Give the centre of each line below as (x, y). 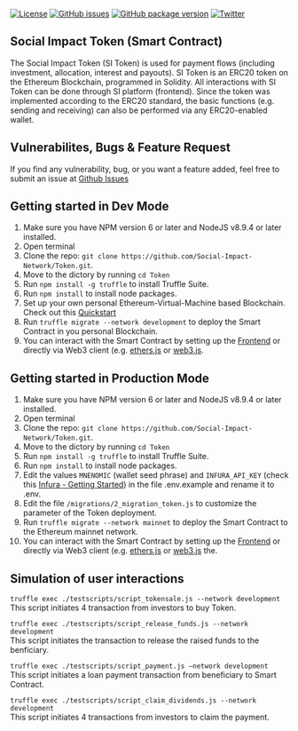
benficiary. (30, 650)
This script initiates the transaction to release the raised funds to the (135, 640)
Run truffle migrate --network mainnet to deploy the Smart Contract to (155, 522)
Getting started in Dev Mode (90, 207)
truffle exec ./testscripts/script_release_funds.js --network (129, 624)
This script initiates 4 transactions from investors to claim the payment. (140, 717)
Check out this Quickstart (69, 313)
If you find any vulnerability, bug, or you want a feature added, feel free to (145, 169)
